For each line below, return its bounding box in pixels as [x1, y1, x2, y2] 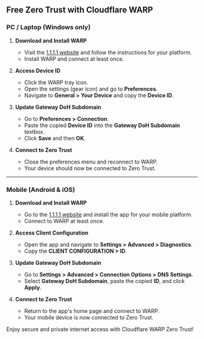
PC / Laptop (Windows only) [6, 23, 91, 32]
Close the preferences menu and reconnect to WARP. [24, 158, 158, 165]
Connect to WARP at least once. [24, 217, 104, 224]
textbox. [24, 128, 45, 135]
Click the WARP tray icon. [24, 78, 89, 86]
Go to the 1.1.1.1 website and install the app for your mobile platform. [24, 211, 193, 218]
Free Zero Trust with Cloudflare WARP [6, 5, 154, 15]
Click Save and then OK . [24, 134, 86, 142]
